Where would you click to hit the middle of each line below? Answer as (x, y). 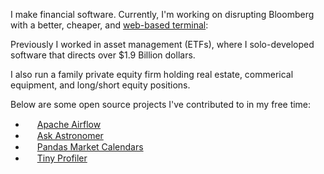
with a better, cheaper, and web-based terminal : (109, 25)
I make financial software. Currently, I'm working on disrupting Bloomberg (162, 14)
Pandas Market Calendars (90, 147)
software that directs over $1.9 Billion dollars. (103, 55)
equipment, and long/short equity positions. (100, 85)
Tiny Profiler (62, 158)
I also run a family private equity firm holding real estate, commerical (152, 74)
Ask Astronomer (70, 135)
